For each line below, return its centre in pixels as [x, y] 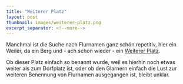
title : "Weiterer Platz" [36, 11]
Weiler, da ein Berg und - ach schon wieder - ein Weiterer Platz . [83, 51]
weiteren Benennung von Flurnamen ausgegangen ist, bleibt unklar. [88, 75]
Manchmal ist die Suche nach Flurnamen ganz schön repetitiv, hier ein [91, 45]
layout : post [22, 17]
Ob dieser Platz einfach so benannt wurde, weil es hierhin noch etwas [91, 62]
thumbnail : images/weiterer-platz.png [54, 22]
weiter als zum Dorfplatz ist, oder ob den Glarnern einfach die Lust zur [91, 69]
